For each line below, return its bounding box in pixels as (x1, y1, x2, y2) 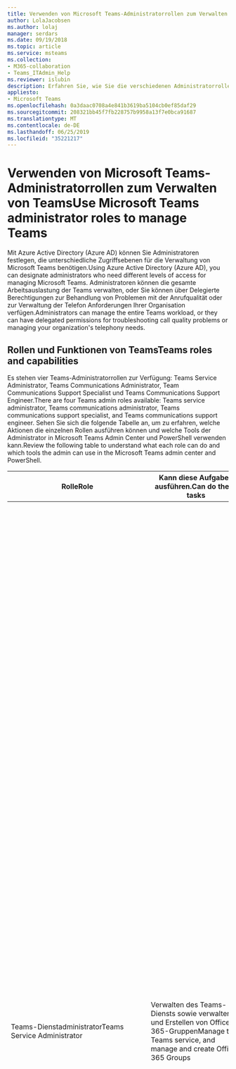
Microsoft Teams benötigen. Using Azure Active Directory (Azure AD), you (7, 264, 221, 272)
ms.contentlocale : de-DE (7, 121, 80, 129)
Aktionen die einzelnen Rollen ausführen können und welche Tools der (7, 426, 211, 434)
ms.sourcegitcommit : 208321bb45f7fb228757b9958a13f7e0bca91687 (7, 109, 197, 116)
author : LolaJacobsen (7, 17, 71, 24)
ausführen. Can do (154, 482, 216, 491)
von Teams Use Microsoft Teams (7, 195, 199, 212)
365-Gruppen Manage (150, 1027, 225, 1037)
